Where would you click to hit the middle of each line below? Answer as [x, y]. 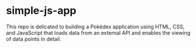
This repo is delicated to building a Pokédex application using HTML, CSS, [95, 27]
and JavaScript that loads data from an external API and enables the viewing [98, 32]
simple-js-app [41, 11]
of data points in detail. [34, 39]
